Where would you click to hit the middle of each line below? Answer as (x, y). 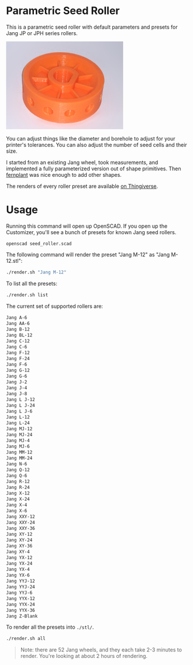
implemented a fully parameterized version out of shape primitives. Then (94, 169)
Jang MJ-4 (18, 440)
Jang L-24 (18, 423)
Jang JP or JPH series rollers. (42, 33)
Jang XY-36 (19, 546)
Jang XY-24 (19, 540)
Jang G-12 (18, 370)
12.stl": (14, 261)
